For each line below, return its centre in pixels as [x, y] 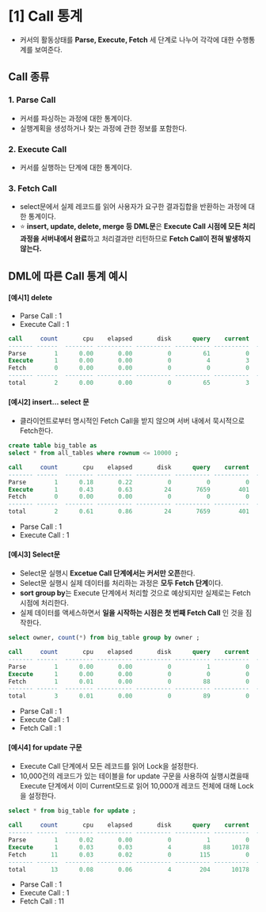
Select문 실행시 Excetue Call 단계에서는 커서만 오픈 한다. [107, 573]
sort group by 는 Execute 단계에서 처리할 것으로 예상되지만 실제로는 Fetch [135, 593]
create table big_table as [53, 446]
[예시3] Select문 [34, 554]
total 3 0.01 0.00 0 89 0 [129, 696]
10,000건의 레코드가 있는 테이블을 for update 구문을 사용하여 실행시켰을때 [134, 776]
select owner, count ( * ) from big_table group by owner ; [104, 638]
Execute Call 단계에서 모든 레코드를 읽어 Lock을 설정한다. [109, 766]
